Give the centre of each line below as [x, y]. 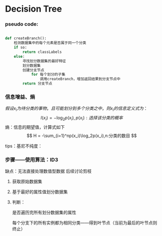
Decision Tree [34, 9]
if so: [20, 48]
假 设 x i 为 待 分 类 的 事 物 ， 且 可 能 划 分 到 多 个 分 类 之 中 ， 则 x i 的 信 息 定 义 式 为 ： [76, 109]
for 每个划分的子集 [48, 75]
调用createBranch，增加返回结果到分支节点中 [80, 79]
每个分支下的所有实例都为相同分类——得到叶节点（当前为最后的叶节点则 [84, 223]
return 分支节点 [37, 84]
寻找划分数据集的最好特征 [44, 61]
